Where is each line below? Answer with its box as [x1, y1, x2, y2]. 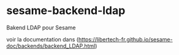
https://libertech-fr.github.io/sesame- [78, 35, 173, 43]
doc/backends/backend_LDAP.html [6, 42, 96, 50]
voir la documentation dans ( [6, 35, 78, 43]
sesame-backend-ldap [6, 4, 126, 18]
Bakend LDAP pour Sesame [6, 24, 76, 31]
